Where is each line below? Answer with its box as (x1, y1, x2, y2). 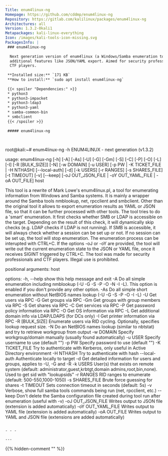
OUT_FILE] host (11, 178, 44, 184)
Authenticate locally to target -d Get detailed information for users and (15, 356, 160, 362)
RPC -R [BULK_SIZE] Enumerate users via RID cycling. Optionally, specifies (5, 318, 159, 324)
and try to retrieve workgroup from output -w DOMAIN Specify (5, 329, 134, 335)
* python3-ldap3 (7, 101, 41, 106)
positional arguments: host (5, 266, 60, 272)
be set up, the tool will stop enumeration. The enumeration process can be (5, 235, 159, 241)
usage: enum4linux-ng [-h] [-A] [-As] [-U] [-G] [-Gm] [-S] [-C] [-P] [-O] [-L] (5, 156, 161, 163)
